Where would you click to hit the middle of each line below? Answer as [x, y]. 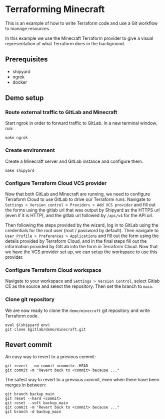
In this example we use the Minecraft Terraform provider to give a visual [79, 38]
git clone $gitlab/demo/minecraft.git [45, 329]
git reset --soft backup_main [37, 403]
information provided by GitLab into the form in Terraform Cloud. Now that [81, 247]
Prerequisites [26, 60]
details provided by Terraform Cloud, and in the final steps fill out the [76, 241]
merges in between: [26, 385]
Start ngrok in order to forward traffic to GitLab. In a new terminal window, [81, 123]
